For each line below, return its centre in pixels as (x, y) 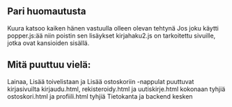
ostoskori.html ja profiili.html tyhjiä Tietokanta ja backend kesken (100, 96)
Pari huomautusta (47, 11)
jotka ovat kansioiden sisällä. (48, 43)
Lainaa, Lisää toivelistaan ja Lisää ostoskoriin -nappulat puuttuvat (101, 81)
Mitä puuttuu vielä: (49, 65)
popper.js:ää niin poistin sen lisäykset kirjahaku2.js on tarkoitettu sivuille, (111, 35)
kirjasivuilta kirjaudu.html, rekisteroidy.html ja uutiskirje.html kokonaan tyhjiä (116, 89)
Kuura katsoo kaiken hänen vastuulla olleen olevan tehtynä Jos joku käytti (113, 28)
